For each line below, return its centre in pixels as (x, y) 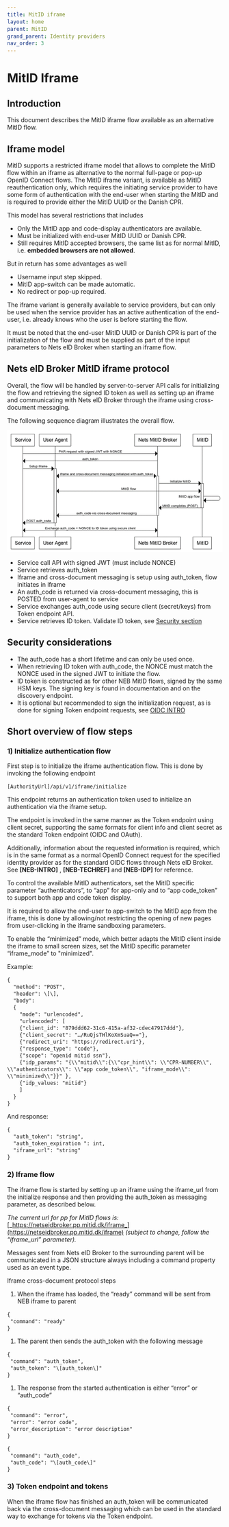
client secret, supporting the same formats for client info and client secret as (115, 828)
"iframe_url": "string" (47, 1151)
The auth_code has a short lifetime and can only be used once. (106, 659)
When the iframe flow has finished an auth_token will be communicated (108, 1501)
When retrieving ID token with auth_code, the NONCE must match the (115, 666)
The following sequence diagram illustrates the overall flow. (91, 420)
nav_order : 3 (26, 44)
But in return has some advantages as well (67, 264)
